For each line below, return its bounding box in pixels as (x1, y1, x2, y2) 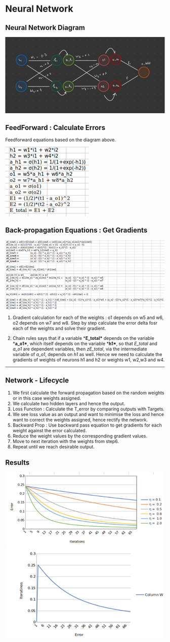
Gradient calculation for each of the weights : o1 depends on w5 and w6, (12, 314, 164, 320)
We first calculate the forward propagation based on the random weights (12, 390, 164, 396)
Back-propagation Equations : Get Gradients (5, 226, 148, 235)
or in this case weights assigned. (12, 395, 81, 401)
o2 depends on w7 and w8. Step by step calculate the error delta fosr (12, 319, 158, 326)
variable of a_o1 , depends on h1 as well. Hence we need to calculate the (12, 351, 162, 357)
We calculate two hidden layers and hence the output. (12, 400, 125, 406)
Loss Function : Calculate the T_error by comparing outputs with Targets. (12, 406, 165, 412)
